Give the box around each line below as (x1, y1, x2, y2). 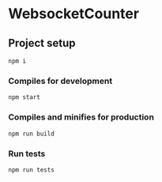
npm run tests (8, 165, 55, 174)
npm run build (8, 130, 55, 138)
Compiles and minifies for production (8, 112, 154, 123)
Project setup (8, 36, 77, 50)
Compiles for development (8, 75, 113, 86)
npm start (8, 93, 41, 101)
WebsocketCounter (8, 5, 140, 23)
